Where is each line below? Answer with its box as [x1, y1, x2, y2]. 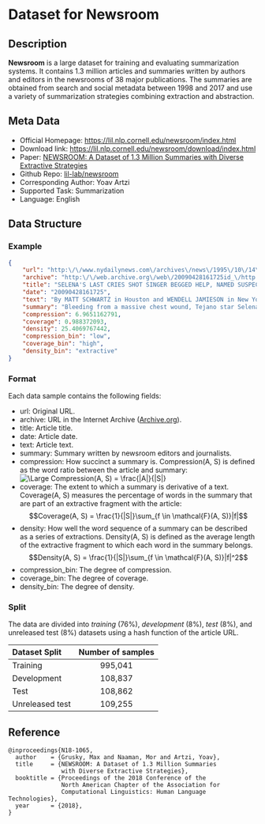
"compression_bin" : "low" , [22, 332, 111, 341]
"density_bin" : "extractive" [22, 347, 118, 355]
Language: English [19, 194, 80, 203]
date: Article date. [19, 432, 78, 441]
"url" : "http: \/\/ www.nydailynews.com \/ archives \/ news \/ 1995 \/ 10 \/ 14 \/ [22, 266, 263, 274]
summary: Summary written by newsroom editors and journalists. [19, 448, 232, 458]
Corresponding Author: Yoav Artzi [19, 177, 130, 187]
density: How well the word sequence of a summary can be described [19, 524, 248, 533]
